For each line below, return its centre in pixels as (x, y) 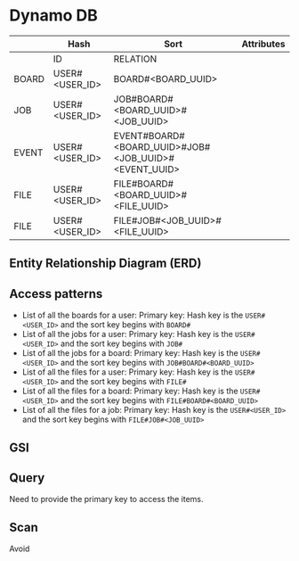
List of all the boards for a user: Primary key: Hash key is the (133, 315)
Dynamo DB (53, 16)
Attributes (263, 44)
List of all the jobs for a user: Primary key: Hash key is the (127, 334)
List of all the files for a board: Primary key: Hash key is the (130, 391)
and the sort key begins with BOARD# (126, 325)
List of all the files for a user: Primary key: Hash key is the (127, 372)
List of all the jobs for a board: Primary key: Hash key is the (130, 353)
